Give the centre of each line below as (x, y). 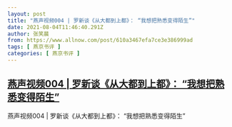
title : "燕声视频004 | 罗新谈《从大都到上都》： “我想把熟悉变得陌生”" (101, 21)
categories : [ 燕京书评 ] (44, 54)
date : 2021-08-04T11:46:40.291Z (55, 27)
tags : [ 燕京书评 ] (34, 47)
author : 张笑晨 (28, 34)
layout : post (27, 14)
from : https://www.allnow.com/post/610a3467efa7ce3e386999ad (100, 40)
